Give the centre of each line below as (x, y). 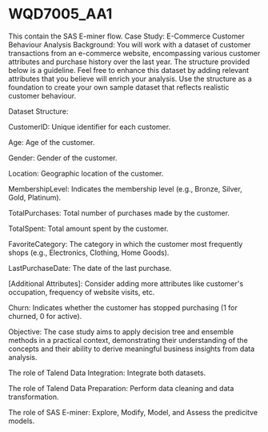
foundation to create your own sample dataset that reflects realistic (119, 87)
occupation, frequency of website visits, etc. (82, 292)
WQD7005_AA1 (60, 14)
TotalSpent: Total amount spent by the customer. (88, 228)
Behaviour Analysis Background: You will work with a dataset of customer (130, 44)
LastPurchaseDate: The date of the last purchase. (90, 268)
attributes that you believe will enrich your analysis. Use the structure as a (130, 79)
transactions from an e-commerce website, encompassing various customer (134, 53)
